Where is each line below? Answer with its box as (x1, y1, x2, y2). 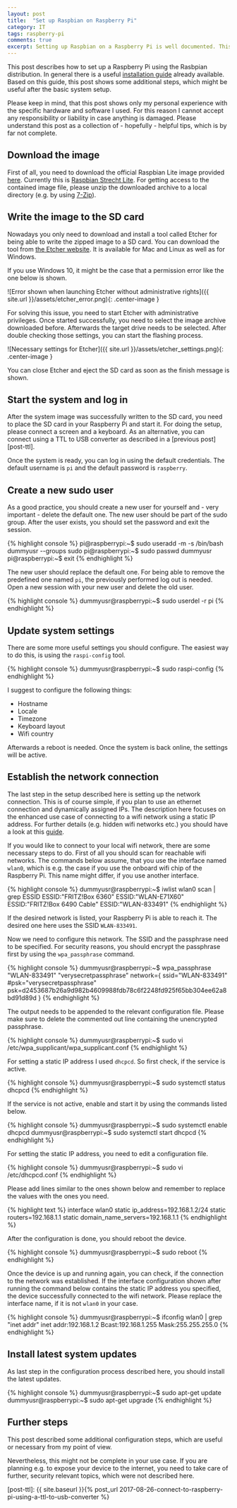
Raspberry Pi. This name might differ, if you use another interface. (7, 871, 200, 880)
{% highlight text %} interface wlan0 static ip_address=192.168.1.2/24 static (7, 1206, 226, 1214)
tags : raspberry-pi (7, 30, 65, 37)
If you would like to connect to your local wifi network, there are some (7, 841, 210, 849)
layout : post (7, 10, 46, 18)
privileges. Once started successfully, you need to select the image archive (7, 316, 226, 324)
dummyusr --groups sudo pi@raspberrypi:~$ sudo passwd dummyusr (7, 547, 212, 555)
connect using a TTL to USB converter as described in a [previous (7, 435, 200, 444)
